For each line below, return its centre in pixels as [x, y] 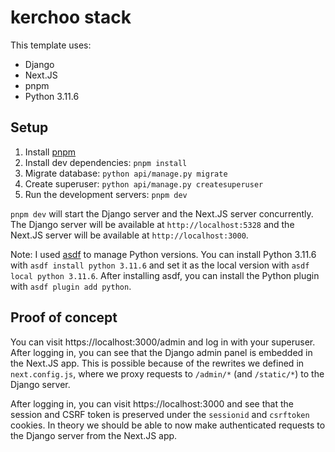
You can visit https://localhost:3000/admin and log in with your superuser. [163, 342]
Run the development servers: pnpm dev [106, 194]
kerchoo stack [71, 17]
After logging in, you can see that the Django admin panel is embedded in [161, 352]
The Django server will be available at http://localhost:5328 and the [152, 224]
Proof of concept [64, 317]
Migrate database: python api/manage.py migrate [126, 173]
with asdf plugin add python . [71, 286]
